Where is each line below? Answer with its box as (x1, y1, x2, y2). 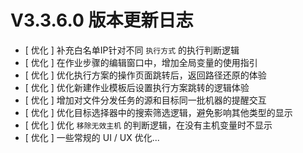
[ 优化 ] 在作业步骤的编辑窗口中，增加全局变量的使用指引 (24, 56, 258, 68)
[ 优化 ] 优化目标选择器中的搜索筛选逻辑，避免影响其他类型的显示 (24, 106, 293, 118)
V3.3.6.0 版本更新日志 (10, 9, 194, 32)
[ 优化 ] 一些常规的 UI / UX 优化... (24, 131, 160, 143)
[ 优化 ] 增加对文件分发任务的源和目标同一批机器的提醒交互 (24, 94, 267, 106)
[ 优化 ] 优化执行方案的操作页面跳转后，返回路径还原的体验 (24, 69, 267, 81)
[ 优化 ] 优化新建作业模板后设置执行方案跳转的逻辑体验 (24, 81, 250, 93)
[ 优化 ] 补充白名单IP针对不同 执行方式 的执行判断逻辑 (24, 44, 240, 56)
